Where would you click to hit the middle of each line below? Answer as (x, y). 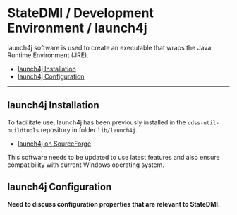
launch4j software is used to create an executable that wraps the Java (109, 47)
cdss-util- (203, 123)
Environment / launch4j (77, 28)
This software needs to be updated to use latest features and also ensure (114, 157)
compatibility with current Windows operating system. (86, 165)
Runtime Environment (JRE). (48, 55)
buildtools (23, 130)
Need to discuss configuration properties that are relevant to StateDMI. (114, 204)
